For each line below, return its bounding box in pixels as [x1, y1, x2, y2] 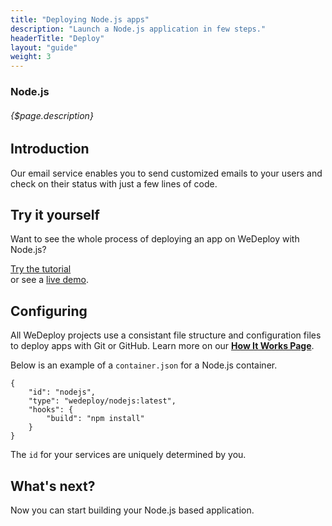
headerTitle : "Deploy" [10, 33, 105, 43]
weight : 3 [10, 52, 52, 62]
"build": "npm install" [46, 414, 145, 424]
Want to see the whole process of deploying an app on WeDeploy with [10, 233, 300, 245]
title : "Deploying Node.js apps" [10, 14, 150, 25]
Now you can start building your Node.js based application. [10, 504, 255, 516]
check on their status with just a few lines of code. [10, 177, 218, 190]
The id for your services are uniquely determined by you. [10, 449, 247, 461]
